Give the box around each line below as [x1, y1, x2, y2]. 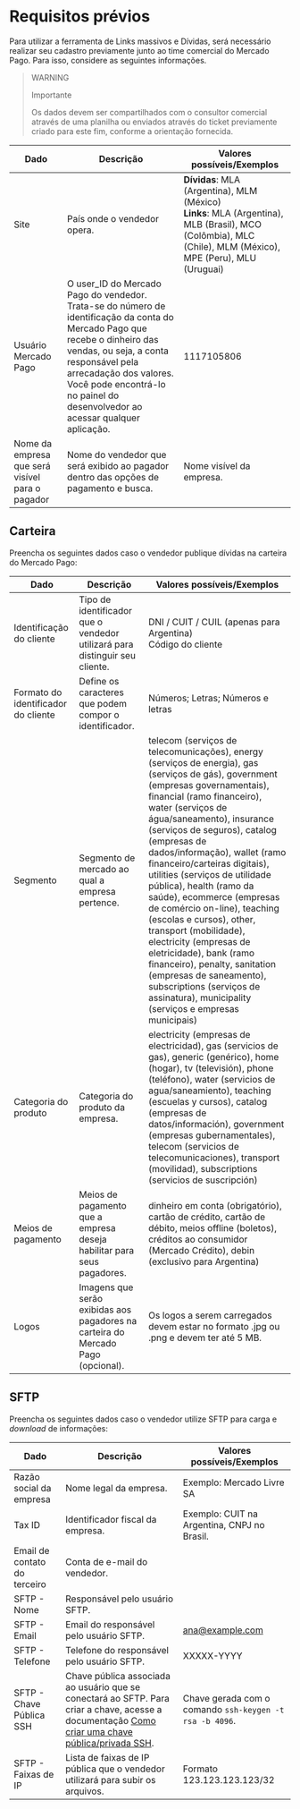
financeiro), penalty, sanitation [148, 957, 277, 970]
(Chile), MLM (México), [183, 240, 281, 252]
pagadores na [79, 1314, 137, 1327]
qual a [79, 874, 105, 887]
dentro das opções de [66, 471, 159, 483]
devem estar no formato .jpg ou [148, 1320, 280, 1332]
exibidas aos [79, 1304, 132, 1316]
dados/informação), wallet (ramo [148, 845, 287, 858]
